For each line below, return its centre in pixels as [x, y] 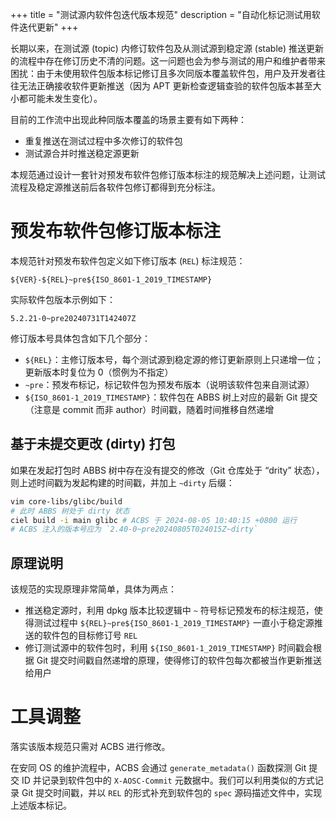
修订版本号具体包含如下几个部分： [80, 338]
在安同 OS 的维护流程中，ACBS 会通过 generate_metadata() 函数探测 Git [158, 767]
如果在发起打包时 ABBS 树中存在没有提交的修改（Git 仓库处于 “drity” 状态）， [167, 470]
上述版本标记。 [41, 805]
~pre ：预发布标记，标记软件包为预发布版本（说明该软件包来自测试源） [169, 384]
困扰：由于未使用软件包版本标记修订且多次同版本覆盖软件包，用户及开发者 [163, 73]
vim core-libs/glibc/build [66, 501]
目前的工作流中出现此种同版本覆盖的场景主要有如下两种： [128, 119]
